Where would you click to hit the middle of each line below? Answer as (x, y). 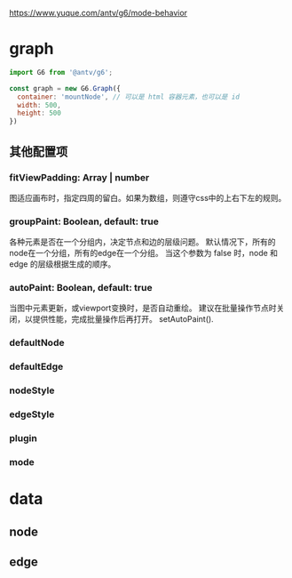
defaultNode (37, 343)
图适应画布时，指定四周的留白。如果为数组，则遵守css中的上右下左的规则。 (148, 197)
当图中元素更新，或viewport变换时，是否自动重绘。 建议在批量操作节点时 (143, 308)
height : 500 (39, 113)
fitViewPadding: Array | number (79, 177)
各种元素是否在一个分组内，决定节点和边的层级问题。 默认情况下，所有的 (142, 242)
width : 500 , (39, 105)
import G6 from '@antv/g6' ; (61, 72)
